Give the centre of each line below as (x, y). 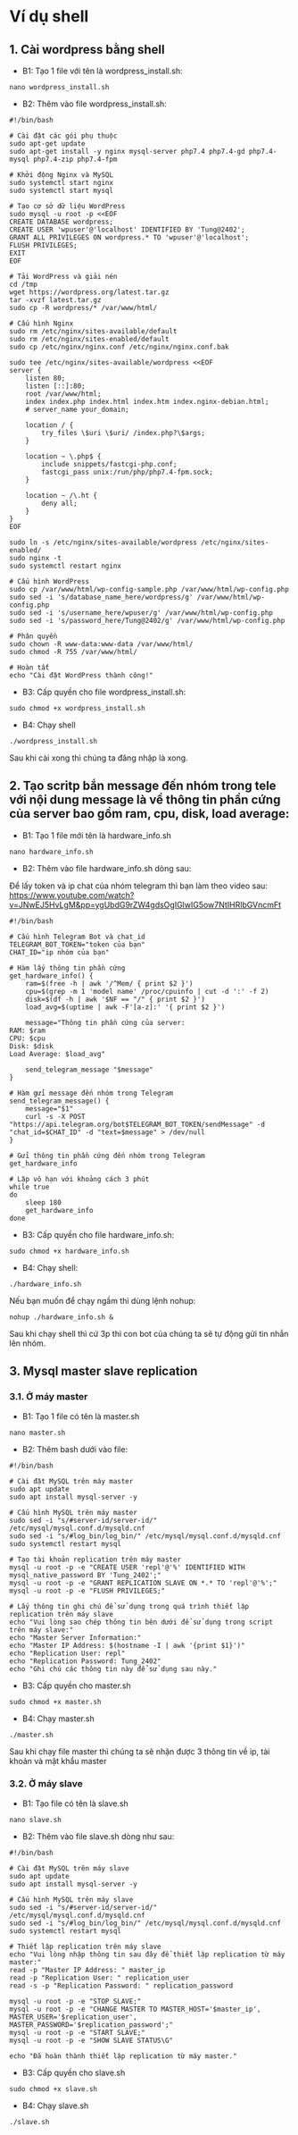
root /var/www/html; (63, 394)
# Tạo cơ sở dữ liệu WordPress (67, 206)
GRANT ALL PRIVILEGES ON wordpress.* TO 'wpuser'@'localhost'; (129, 238)
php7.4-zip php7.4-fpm (75, 159)
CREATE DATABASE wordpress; (62, 222)
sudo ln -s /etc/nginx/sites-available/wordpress (103, 542)
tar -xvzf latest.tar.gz (55, 300)
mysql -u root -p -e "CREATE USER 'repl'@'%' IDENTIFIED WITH (127, 1567)
